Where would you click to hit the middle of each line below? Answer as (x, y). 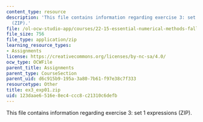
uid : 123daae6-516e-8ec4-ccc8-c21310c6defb (62, 96)
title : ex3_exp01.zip (34, 90)
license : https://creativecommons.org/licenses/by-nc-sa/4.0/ (86, 56)
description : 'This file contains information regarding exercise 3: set (101, 17)
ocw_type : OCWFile (29, 62)
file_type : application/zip (42, 40)
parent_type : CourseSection (42, 73)
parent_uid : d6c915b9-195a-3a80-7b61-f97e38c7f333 (71, 79)
